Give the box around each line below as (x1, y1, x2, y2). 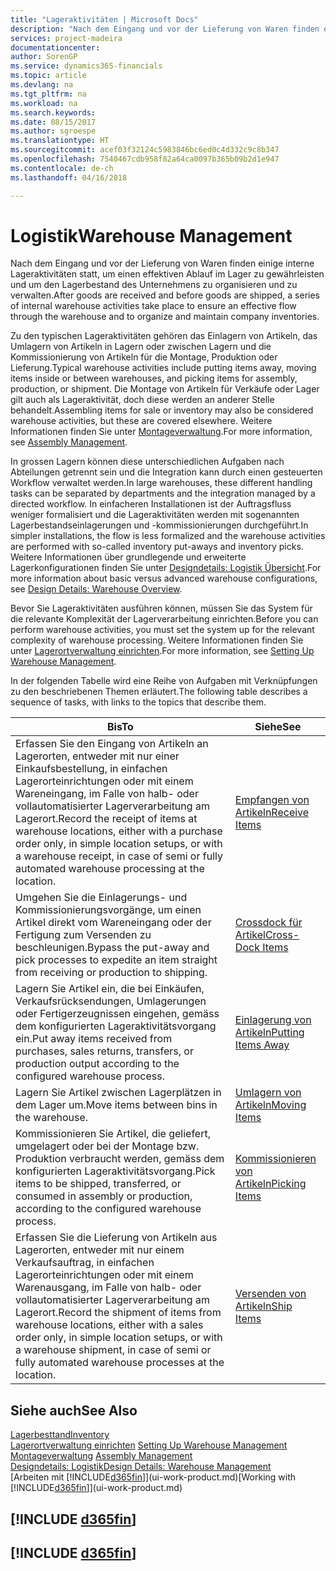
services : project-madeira (10, 33, 123, 43)
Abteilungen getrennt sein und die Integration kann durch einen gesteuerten (10, 466, 323, 478)
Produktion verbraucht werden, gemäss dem (15, 1152, 225, 1166)
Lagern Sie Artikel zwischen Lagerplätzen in (15, 1086, 222, 1100)
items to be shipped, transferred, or (15, 1177, 182, 1191)
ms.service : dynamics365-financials (10, 61, 163, 71)
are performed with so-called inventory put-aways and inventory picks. (10, 541, 304, 553)
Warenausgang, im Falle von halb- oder (15, 1281, 202, 1295)
